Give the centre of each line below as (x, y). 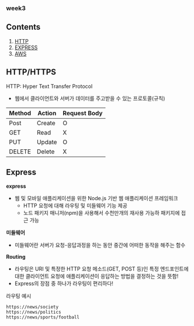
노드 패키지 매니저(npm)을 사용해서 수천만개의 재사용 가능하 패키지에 (101, 213)
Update (47, 142)
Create (46, 123)
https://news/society (32, 307)
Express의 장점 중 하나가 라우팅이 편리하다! (64, 284)
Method (20, 113)
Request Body (83, 113)
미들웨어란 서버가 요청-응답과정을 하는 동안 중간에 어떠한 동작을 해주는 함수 (100, 245)
